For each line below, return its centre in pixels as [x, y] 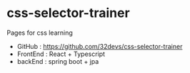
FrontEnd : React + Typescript [61, 54]
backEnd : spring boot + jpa [58, 61]
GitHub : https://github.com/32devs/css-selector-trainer [100, 46]
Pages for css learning [40, 33]
